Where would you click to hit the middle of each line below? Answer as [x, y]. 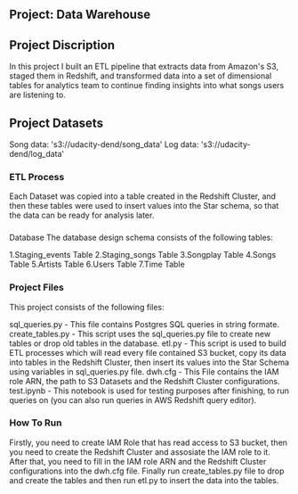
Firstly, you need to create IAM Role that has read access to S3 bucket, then [148, 442]
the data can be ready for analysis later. [82, 215]
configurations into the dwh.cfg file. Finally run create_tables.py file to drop [147, 471]
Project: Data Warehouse [80, 15]
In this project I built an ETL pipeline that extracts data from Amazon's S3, [144, 67]
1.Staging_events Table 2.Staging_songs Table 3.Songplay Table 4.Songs [143, 255]
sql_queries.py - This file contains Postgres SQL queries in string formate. [145, 324]
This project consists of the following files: [87, 307]
